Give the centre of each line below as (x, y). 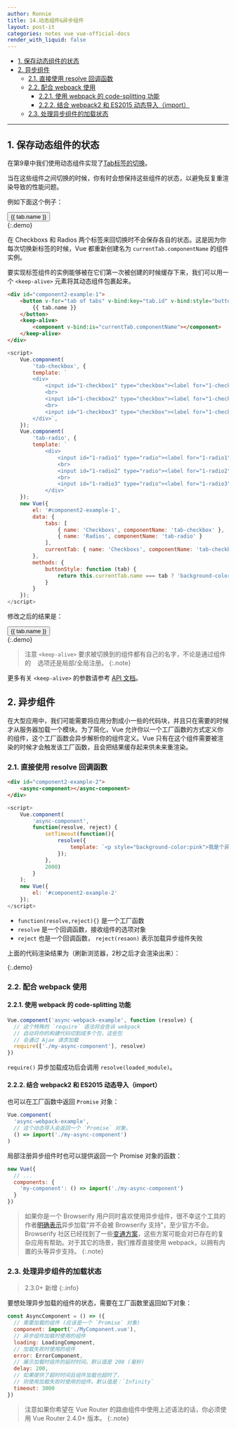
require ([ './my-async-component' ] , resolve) (80, 1046)
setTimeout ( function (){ (79, 834)
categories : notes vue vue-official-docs (69, 33)
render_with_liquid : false (47, 40)
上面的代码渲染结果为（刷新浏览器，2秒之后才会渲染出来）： (94, 953)
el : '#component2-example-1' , (77, 510)
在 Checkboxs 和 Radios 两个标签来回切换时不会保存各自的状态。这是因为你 (117, 240)
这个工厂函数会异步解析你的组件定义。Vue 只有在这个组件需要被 (124, 738)
